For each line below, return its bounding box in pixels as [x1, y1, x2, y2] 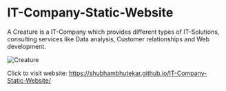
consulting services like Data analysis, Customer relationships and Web [7, 34, 210, 43]
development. [7, 42, 46, 50]
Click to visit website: [7, 69, 68, 77]
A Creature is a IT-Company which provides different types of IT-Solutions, [7, 28, 220, 36]
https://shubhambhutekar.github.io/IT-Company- [68, 69, 207, 77]
